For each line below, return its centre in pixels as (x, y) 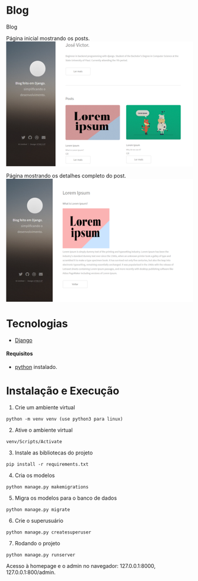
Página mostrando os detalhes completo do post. (66, 176)
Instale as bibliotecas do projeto (54, 453)
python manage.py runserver (41, 555)
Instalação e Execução (63, 391)
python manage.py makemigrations (47, 487)
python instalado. (36, 367)
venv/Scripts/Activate (34, 441)
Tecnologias (37, 324)
